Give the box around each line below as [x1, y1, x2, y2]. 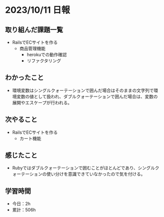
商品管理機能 [19, 46, 46, 51]
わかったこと [5, 73, 44, 82]
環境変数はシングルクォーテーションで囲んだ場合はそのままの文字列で [12, 87, 154, 93]
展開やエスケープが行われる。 [12, 99, 72, 105]
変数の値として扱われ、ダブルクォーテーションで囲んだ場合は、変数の [16, 94, 158, 99]
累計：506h [12, 207, 36, 213]
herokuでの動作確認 [26, 52, 67, 57]
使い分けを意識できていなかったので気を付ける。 [46, 171, 145, 177]
